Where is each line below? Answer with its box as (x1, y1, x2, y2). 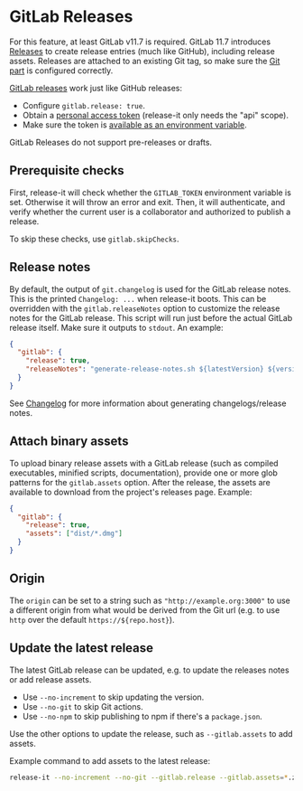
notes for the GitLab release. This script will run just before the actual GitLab (9, 312, 293, 323)
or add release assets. (9, 673, 92, 684)
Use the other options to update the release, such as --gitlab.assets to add (9, 728, 293, 739)
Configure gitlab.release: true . (22, 99, 146, 110)
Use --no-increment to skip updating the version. (22, 692, 205, 702)
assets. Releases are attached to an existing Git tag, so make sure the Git (9, 55, 280, 66)
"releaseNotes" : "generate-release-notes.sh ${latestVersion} (25, 364, 264, 374)
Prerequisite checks (9, 163, 124, 178)
